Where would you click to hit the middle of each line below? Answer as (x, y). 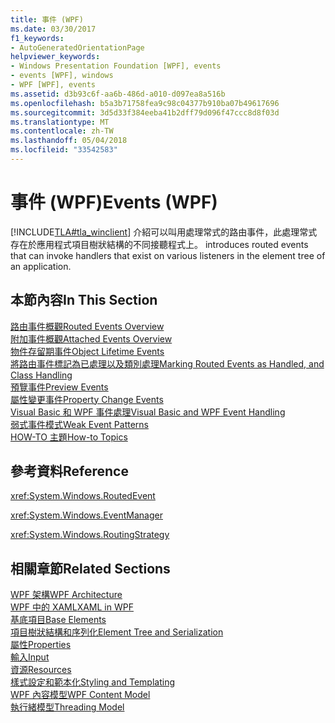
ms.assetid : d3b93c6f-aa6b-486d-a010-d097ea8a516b (118, 94)
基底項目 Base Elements (58, 620)
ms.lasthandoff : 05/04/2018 (69, 141)
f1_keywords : (37, 38)
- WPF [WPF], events (53, 85)
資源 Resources (41, 670)
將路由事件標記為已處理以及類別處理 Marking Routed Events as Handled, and (167, 363)
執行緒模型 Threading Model (67, 707)
